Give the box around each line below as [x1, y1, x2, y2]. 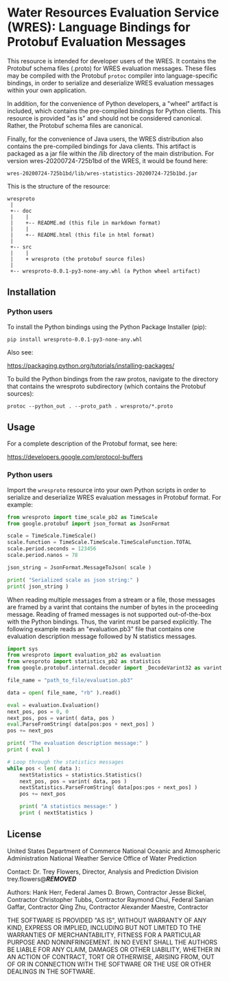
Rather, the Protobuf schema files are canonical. [7, 121, 143, 129]
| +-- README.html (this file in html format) [10, 231, 155, 238]
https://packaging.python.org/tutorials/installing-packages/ [7, 361, 175, 370]
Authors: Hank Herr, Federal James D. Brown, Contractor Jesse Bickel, [7, 888, 206, 896]
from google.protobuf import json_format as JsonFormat [7, 520, 170, 527]
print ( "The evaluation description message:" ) [7, 740, 149, 747]
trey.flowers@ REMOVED [7, 874, 77, 883]
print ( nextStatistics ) [19, 810, 94, 816]
